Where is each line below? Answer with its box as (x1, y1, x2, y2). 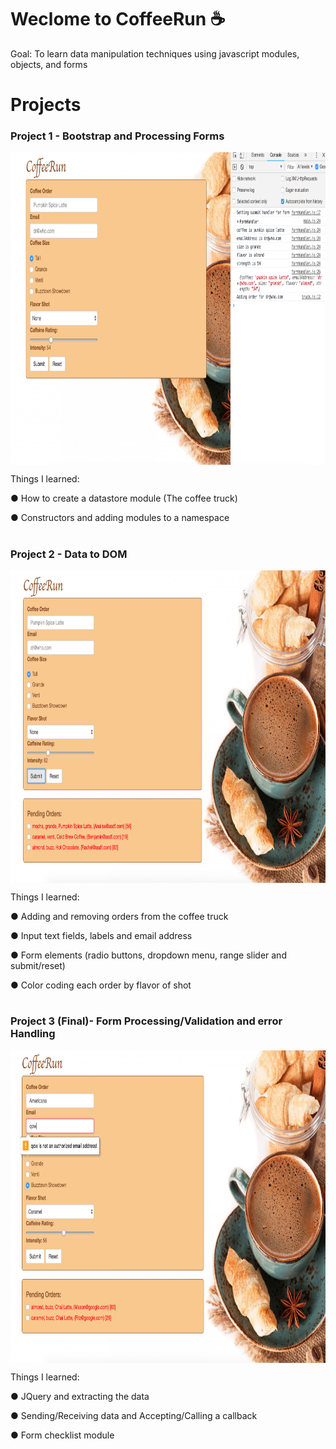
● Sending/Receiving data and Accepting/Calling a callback (10, 1409, 258, 1421)
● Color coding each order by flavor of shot (10, 979, 192, 991)
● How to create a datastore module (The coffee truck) (10, 492, 238, 505)
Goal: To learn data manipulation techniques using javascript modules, (10, 47, 300, 60)
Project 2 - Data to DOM (10, 547, 128, 561)
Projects (10, 94, 82, 116)
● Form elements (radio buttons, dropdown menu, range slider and (10, 949, 287, 961)
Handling (10, 1027, 56, 1041)
